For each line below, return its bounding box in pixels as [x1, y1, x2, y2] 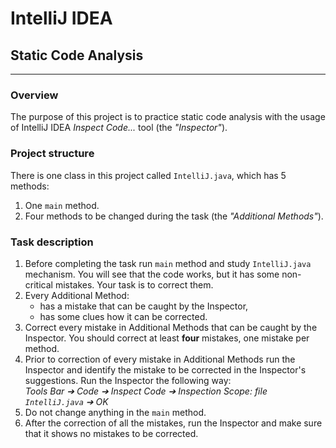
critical [24, 278, 53, 291]
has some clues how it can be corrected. [39, 310, 208, 322]
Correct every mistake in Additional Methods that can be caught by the [24, 321, 318, 333]
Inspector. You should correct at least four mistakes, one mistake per [24, 332, 310, 344]
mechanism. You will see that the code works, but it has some [24, 268, 280, 280]
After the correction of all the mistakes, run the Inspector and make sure [24, 417, 323, 429]
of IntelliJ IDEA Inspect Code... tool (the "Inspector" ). [10, 122, 228, 134]
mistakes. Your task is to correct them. [54, 278, 214, 291]
